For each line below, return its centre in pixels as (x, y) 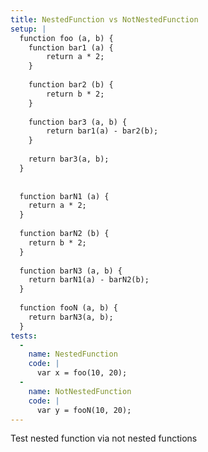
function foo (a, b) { (66, 38)
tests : (24, 336)
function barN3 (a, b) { (71, 271)
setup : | (28, 29)
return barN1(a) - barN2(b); (89, 280)
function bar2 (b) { (71, 85)
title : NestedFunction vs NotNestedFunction (104, 19)
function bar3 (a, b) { (78, 122)
